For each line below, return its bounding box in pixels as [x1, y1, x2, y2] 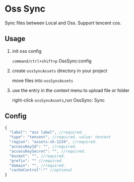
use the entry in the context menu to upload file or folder [12, 87, 129, 93]
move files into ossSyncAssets [12, 77, 74, 84]
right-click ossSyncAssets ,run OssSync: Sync [12, 97, 105, 103]
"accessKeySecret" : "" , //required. [9, 149, 86, 154]
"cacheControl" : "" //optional [9, 168, 73, 173]
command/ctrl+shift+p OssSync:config [12, 58, 92, 64]
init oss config [12, 48, 42, 54]
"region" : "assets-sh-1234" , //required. [9, 139, 98, 144]
